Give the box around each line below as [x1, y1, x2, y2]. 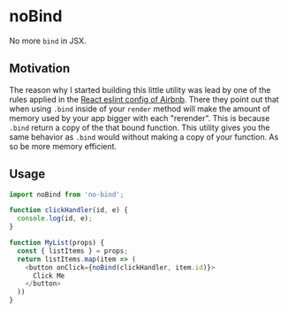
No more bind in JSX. [9, 35, 87, 46]
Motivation [9, 61, 71, 76]
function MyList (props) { [9, 239, 104, 248]
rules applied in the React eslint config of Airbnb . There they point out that [9, 94, 280, 104]
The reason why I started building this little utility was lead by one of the [9, 84, 271, 95]
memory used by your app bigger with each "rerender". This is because [9, 112, 270, 123]
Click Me [32, 271, 65, 280]
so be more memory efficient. [9, 141, 117, 151]
